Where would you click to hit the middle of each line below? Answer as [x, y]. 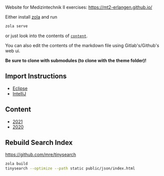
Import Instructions [36, 76]
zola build [16, 164]
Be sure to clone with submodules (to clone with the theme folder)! [76, 60]
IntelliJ [19, 94]
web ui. [13, 51]
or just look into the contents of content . [46, 36]
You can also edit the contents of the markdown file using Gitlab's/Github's [82, 45]
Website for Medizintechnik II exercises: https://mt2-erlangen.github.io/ [79, 7]
